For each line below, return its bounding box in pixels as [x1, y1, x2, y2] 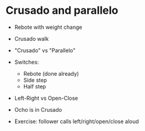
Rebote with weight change [14, 23, 82, 31]
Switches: [14, 58, 39, 65]
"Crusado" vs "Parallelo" [14, 46, 76, 54]
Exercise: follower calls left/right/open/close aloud [14, 118, 139, 125]
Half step [23, 82, 46, 90]
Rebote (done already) [23, 70, 79, 77]
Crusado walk [14, 35, 49, 42]
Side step [23, 76, 48, 84]
